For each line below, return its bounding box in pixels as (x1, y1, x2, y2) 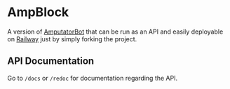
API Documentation (7, 55, 95, 67)
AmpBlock (7, 4, 69, 20)
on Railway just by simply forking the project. (7, 34, 137, 43)
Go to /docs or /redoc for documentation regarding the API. (7, 74, 177, 82)
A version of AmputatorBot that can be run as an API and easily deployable (7, 27, 224, 36)
